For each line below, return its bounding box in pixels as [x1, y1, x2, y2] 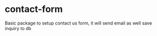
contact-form [5, 3, 63, 15]
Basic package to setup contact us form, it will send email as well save [5, 20, 152, 26]
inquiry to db [5, 25, 32, 31]
